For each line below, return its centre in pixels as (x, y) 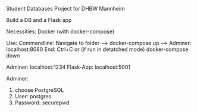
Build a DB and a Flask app (39, 20)
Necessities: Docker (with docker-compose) (60, 31)
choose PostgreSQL (39, 90)
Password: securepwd (42, 103)
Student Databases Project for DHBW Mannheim (65, 9)
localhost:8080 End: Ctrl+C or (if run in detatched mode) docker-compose (97, 49)
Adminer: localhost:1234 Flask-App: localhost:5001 (68, 67)
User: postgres (33, 96)
